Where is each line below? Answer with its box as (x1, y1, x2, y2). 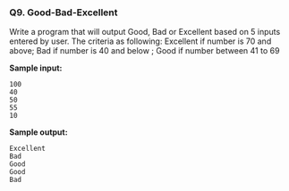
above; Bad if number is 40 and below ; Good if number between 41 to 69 (9, 46, 280, 56)
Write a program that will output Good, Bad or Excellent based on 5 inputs (9, 27, 281, 37)
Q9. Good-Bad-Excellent (9, 6, 118, 19)
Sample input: (9, 62, 63, 73)
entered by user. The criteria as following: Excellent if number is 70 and (9, 36, 272, 46)
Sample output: (9, 127, 69, 137)
